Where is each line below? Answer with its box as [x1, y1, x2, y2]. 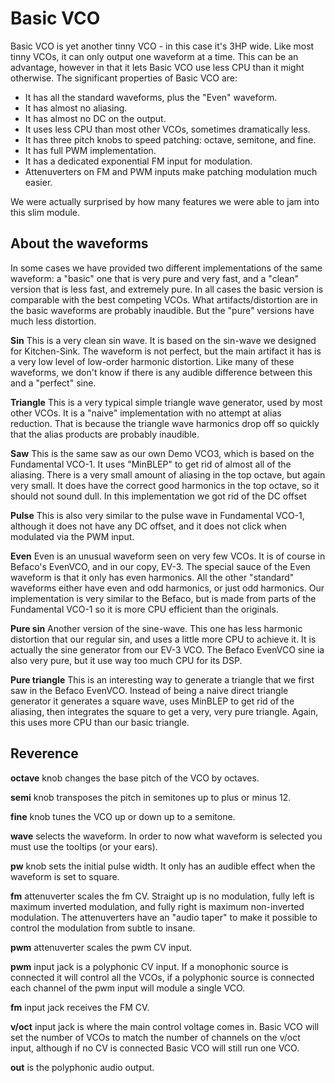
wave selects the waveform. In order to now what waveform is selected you [10, 830, 323, 842]
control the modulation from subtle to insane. [10, 922, 196, 934]
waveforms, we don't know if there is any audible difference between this [10, 366, 313, 378]
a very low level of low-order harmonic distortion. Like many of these [10, 355, 295, 367]
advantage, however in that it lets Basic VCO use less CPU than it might [10, 61, 305, 73]
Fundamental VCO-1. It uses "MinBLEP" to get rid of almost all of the [10, 458, 292, 470]
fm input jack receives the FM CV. [10, 1001, 150, 1013]
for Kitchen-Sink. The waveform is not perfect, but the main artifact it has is [10, 345, 322, 357]
